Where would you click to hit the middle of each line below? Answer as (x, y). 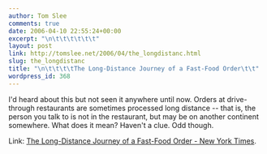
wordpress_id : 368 (39, 76)
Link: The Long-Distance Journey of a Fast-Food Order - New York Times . (133, 141)
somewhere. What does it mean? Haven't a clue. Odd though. (111, 125)
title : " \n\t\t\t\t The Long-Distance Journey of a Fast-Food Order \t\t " (134, 69)
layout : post (30, 46)
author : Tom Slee (38, 16)
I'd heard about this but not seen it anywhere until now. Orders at (117, 99)
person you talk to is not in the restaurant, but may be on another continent (134, 116)
